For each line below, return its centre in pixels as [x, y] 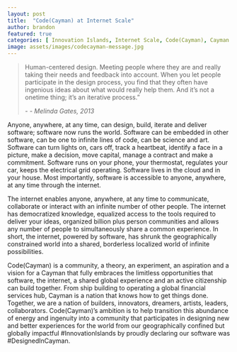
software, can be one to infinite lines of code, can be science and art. [109, 140]
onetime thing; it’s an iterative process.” [82, 97]
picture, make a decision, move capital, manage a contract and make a [110, 155]
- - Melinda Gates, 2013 [59, 111]
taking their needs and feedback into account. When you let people [123, 75]
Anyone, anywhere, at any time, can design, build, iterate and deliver [107, 125]
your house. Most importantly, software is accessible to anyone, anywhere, [117, 177]
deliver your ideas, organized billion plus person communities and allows [113, 221]
